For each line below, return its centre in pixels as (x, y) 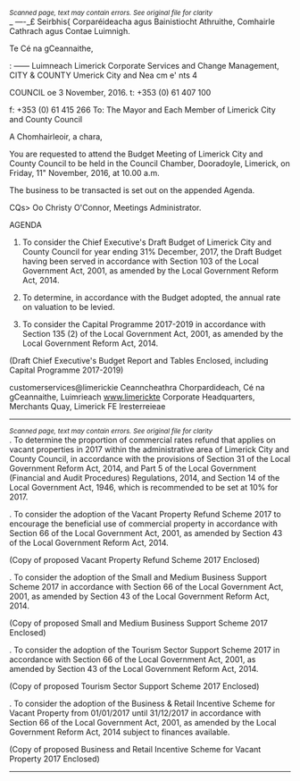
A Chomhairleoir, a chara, (56, 137)
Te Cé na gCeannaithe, (51, 48)
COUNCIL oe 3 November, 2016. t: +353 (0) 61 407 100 (110, 92)
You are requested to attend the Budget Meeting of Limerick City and (136, 154)
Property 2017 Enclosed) (54, 759)
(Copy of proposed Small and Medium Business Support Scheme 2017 (139, 623)
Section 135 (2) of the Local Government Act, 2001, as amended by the (153, 334)
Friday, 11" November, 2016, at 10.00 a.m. (85, 173)
